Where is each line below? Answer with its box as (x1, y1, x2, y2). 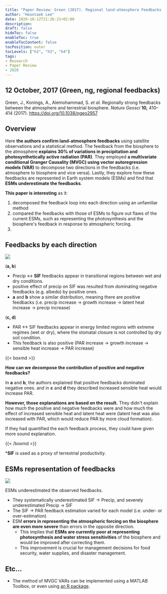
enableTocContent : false (5, 40, 57, 45)
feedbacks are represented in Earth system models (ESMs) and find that (5, 175, 154, 181)
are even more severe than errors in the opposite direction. (12, 524, 135, 530)
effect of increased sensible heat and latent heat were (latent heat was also (5, 411, 160, 417)
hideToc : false (5, 30, 37, 35)
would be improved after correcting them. (19, 540, 106, 546)
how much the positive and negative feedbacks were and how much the (5, 405, 154, 411)
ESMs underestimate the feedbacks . (5, 180, 82, 186)
